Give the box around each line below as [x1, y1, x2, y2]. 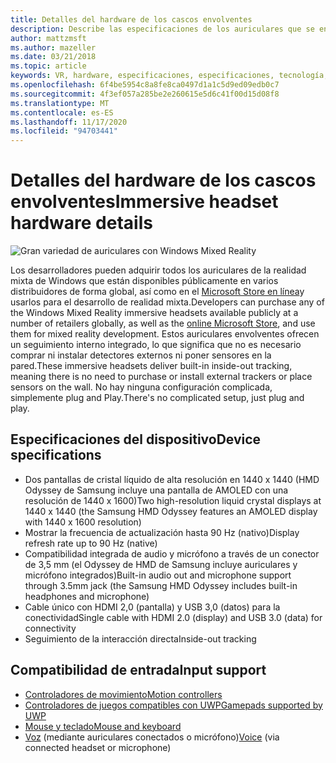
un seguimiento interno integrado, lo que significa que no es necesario [10, 339, 302, 351]
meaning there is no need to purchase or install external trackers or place [10, 371, 313, 383]
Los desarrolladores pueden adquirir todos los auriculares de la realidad [10, 264, 307, 276]
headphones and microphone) [24, 590, 150, 602]
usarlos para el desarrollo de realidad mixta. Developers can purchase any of [10, 296, 325, 308]
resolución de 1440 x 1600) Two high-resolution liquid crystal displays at [24, 494, 322, 506]
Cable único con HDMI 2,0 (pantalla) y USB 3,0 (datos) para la [24, 601, 281, 613]
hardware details [10, 212, 153, 235]
